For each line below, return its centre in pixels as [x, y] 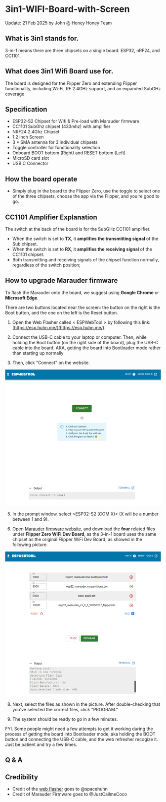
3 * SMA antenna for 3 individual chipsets [55, 142]
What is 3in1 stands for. [42, 38]
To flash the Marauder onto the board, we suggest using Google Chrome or [82, 292]
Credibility [22, 777]
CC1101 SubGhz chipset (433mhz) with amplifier [61, 126]
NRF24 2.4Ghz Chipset [36, 132]
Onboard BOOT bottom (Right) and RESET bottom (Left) [69, 153]
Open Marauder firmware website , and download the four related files [84, 529]
